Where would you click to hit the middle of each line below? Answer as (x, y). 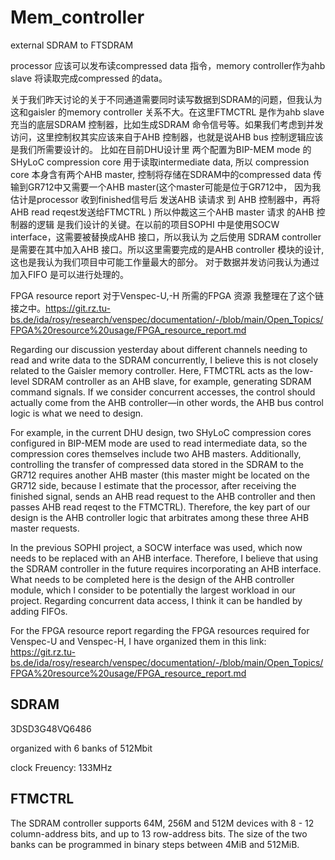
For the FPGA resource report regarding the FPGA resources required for (160, 630)
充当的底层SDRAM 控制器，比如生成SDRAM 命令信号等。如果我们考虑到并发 (167, 124)
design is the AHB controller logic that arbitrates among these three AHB (160, 517)
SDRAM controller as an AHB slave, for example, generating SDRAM (171, 381)
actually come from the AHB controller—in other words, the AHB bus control (167, 402)
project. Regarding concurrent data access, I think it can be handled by (156, 600)
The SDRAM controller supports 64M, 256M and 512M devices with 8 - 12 (162, 823)
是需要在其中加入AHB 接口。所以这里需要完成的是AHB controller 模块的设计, (167, 249)
